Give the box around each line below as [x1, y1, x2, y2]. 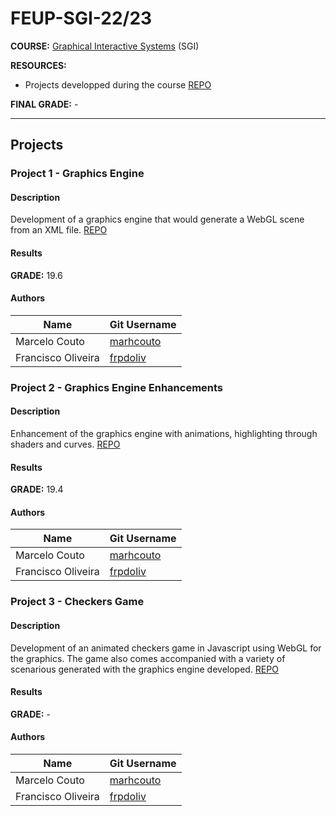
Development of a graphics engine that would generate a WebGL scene [10, 213, 305, 226]
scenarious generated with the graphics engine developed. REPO [10, 663, 279, 675]
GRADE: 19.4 [10, 483, 64, 496]
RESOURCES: [10, 59, 67, 71]
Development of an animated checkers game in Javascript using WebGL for [10, 642, 322, 654]
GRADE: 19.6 [10, 269, 63, 281]
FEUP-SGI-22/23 [10, 7, 153, 30]
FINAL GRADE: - [10, 98, 79, 110]
